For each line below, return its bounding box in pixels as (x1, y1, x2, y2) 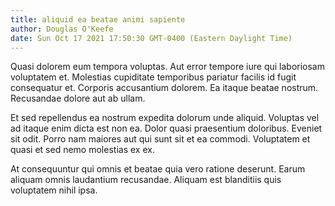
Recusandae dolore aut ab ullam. (10, 92, 146, 105)
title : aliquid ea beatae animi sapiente (10, 14, 186, 25)
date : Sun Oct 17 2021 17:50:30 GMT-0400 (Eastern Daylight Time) (10, 33, 293, 43)
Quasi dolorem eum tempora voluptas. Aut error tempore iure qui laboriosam (10, 61, 325, 73)
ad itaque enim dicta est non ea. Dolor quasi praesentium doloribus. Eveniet (10, 122, 323, 135)
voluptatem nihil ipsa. (10, 184, 98, 196)
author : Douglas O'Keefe (10, 24, 114, 34)
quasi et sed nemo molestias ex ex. (10, 144, 155, 156)
